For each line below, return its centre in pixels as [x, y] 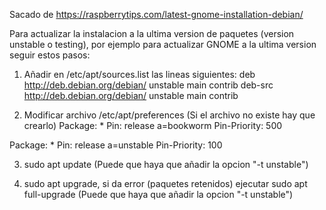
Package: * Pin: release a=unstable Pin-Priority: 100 [116, 145]
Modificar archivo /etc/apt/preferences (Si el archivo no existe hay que [169, 115]
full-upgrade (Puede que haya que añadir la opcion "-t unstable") [158, 194]
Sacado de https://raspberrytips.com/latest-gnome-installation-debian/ [156, 14]
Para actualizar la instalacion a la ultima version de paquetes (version [152, 33]
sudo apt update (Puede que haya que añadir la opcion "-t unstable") [166, 164]
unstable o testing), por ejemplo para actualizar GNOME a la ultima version [163, 44]
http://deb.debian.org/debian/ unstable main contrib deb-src [148, 85]
